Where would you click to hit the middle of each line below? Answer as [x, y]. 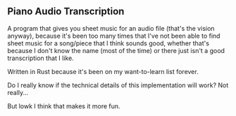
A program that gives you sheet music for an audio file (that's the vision [111, 28]
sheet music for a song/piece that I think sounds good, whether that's [108, 43]
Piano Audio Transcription [66, 12]
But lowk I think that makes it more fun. [64, 106]
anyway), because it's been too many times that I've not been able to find [114, 36]
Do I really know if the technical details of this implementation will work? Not [118, 85]
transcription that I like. [41, 58]
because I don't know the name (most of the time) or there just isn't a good [116, 50]
